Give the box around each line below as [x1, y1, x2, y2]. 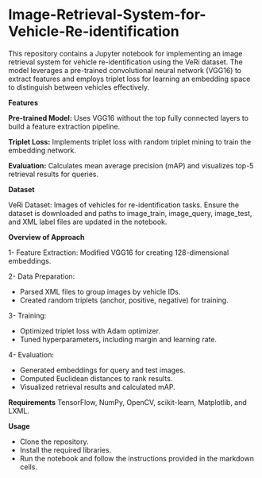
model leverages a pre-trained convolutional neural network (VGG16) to [8, 65, 242, 75]
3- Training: [8, 310, 47, 320]
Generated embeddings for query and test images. [19, 365, 186, 375]
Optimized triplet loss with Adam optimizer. [19, 326, 161, 335]
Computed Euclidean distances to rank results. [19, 373, 173, 383]
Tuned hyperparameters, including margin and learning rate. [19, 334, 217, 344]
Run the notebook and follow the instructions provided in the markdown [19, 453, 254, 463]
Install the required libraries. [19, 445, 112, 454]
